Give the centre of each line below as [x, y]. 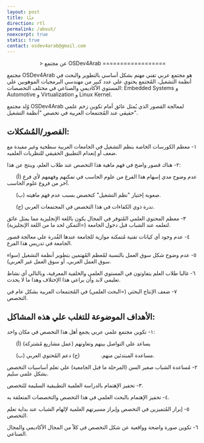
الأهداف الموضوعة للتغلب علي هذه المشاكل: [81, 317]
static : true [23, 40]
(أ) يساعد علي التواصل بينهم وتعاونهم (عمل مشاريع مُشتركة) [83, 343]
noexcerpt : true [27, 35]
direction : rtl [26, 23]
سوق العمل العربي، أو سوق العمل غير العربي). [59, 261]
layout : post [23, 12]
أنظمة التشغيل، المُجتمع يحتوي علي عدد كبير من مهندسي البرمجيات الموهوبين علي [99, 81]
